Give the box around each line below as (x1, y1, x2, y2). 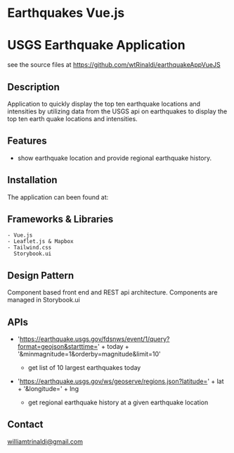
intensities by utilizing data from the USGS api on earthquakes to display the (7, 107, 228, 116)
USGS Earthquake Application (7, 37, 186, 54)
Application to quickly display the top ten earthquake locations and (7, 99, 201, 108)
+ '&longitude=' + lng (17, 385, 79, 392)
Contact (7, 418, 44, 430)
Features (7, 135, 47, 147)
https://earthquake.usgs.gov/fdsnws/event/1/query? (20, 335, 170, 343)
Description (7, 81, 60, 93)
